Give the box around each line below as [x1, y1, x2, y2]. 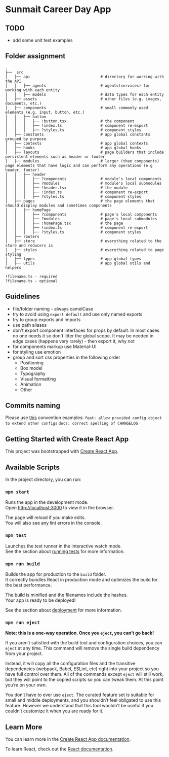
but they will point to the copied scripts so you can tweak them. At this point [5, 676, 163, 683]
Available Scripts [5, 463, 60, 471]
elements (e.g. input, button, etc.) [5, 110, 85, 115]
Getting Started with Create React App [5, 435, 129, 443]
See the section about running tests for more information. [5, 548, 125, 554]
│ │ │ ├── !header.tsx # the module [5, 185, 128, 190]
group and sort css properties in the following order [12, 354, 120, 360]
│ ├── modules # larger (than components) [5, 158, 159, 163]
